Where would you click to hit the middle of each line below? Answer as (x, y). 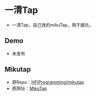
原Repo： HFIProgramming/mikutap (48, 82)
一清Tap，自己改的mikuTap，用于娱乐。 (53, 25)
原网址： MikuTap (29, 88)
